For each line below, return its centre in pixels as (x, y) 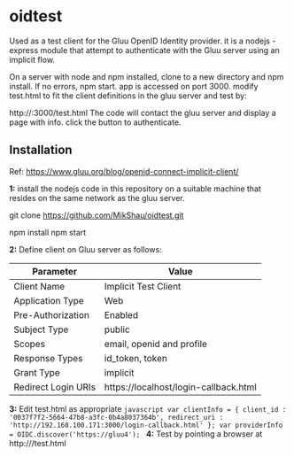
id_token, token (136, 358)
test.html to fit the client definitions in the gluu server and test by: (128, 96)
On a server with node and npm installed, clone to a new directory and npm (147, 76)
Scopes (30, 344)
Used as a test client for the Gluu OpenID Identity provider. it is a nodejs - (143, 41)
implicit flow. (32, 59)
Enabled (121, 314)
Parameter (55, 271)
